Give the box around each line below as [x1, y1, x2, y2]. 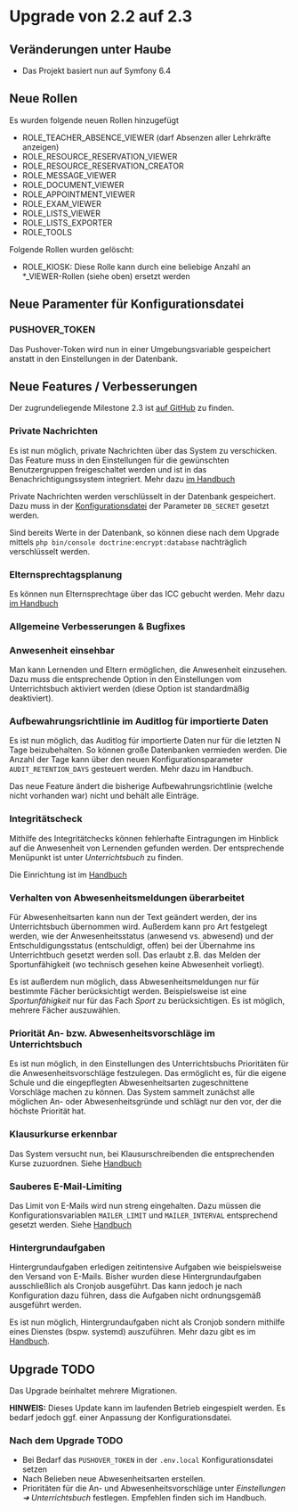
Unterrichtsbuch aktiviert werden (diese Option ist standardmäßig [9, 684, 250, 694]
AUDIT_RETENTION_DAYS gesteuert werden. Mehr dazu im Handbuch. [9, 764, 254, 775]
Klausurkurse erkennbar [9, 1128, 117, 1140]
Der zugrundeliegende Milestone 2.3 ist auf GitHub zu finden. [9, 403, 235, 414]
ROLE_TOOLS [21, 226, 73, 237]
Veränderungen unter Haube [9, 42, 172, 57]
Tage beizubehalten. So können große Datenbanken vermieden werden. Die [9, 744, 287, 755]
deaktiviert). [9, 693, 54, 703]
